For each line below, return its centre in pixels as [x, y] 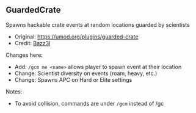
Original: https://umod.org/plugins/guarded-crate [76, 37]
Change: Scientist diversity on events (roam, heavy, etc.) [86, 73]
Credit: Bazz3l [32, 43]
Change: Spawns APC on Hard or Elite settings [73, 79]
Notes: [14, 92]
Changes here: [24, 55]
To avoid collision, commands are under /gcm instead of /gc [89, 103]
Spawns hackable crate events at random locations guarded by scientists [98, 24]
